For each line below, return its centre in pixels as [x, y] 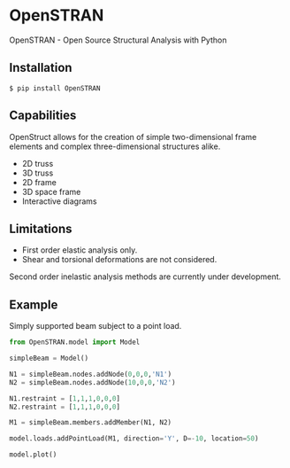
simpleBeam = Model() [49, 359]
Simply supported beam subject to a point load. [95, 326]
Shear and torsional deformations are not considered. [119, 260]
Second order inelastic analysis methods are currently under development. [145, 277]
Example [34, 304]
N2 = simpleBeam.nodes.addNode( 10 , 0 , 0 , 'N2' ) [92, 382]
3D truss [38, 173]
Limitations [41, 228]
